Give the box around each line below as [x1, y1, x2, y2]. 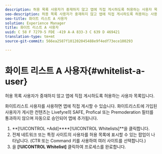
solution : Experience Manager [5, 20, 66, 26]
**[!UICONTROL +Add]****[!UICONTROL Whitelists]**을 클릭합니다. [12, 125, 150, 131]
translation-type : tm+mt [5, 34, 55, 39]
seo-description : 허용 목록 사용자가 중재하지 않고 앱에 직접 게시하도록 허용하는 [5, 12, 149, 17]
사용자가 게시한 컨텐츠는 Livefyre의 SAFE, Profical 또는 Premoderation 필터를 [5, 109, 154, 115]
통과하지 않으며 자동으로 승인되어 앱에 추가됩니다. [5, 115, 98, 121]
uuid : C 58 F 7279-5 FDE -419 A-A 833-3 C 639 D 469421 [5, 30, 120, 34]
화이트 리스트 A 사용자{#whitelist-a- [5, 65, 145, 76]
